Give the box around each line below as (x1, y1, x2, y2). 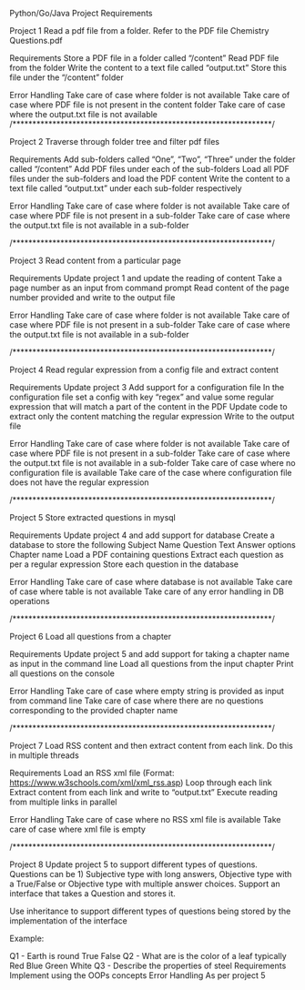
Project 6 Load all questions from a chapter (9, 631, 172, 641)
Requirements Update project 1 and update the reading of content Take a (9, 273, 282, 283)
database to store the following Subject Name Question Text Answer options (9, 540, 296, 550)
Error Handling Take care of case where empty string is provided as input (9, 686, 285, 696)
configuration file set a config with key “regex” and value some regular (9, 391, 275, 402)
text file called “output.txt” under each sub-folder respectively (9, 183, 243, 194)
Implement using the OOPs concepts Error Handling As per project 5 (9, 970, 266, 981)
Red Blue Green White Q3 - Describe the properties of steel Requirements (9, 960, 287, 971)
